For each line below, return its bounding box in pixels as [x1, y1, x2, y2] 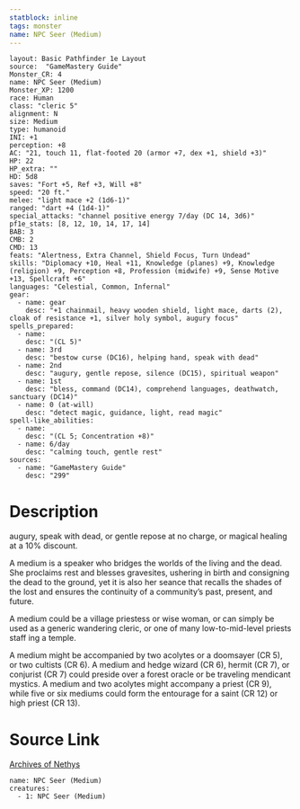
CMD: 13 [9, 244, 39, 253]
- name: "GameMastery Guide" [17, 464, 127, 473]
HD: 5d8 [9, 173, 39, 182]
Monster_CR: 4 [9, 70, 63, 79]
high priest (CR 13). [9, 698, 81, 708]
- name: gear [17, 298, 66, 307]
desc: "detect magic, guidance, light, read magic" [25, 408, 223, 418]
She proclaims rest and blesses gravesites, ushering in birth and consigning [9, 567, 290, 578]
